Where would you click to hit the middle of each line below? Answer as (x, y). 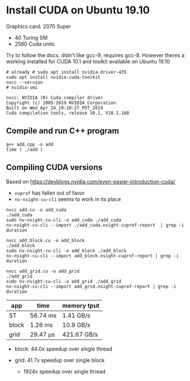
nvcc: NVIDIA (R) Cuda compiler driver (55, 98)
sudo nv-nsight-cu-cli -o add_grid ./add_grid (64, 281)
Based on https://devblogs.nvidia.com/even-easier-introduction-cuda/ (91, 181)
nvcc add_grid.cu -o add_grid (43, 271)
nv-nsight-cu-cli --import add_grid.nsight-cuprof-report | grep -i (91, 286)
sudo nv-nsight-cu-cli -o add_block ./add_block (66, 251)
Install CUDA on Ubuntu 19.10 (78, 10)
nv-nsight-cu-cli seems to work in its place (68, 199)
